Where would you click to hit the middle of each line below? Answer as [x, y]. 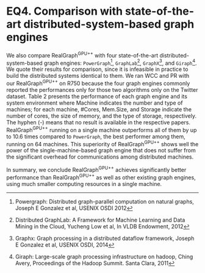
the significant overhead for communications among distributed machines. [100, 157]
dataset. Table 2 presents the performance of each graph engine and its [97, 96]
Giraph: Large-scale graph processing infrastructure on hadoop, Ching [104, 256]
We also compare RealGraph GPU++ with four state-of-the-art [82, 54]
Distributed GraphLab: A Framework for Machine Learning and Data [100, 220]
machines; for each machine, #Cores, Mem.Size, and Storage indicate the [99, 109]
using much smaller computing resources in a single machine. [84, 184]
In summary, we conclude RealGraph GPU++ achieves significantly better [96, 169]
